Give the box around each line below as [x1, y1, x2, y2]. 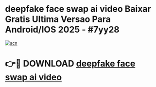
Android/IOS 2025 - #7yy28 [5, 24, 120, 35]
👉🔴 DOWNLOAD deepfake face [5, 58, 136, 69]
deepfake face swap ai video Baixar [5, 3, 152, 15]
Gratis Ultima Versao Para [5, 14, 111, 25]
